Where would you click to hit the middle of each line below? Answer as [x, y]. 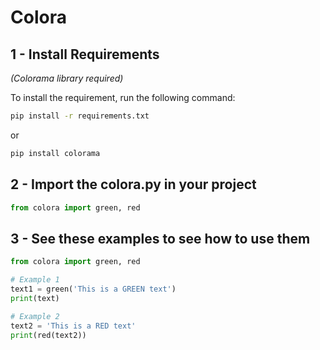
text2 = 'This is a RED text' [73, 326]
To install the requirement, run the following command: [123, 97]
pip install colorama [55, 153]
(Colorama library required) [67, 78]
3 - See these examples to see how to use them [160, 238]
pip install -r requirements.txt [80, 116]
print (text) [35, 298]
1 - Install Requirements [85, 54]
